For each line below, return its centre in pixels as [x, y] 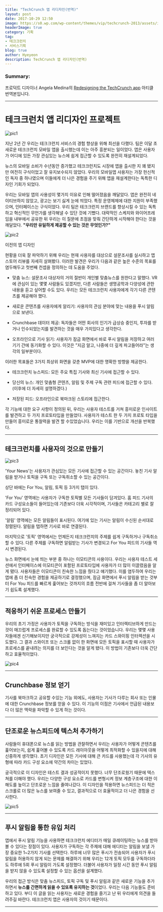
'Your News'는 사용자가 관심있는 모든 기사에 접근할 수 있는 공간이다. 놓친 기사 [79, 471]
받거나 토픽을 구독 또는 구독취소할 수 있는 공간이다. [62, 477]
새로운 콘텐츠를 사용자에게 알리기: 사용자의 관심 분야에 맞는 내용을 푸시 [79, 306]
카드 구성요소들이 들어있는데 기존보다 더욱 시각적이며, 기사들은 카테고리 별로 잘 [80, 504]
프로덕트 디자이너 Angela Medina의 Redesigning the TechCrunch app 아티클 [79, 88]
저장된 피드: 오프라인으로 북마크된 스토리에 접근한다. [61, 399]
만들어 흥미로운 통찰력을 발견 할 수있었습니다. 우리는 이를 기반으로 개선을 [73, 421]
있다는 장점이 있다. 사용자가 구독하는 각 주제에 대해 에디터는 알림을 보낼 [82, 846]
